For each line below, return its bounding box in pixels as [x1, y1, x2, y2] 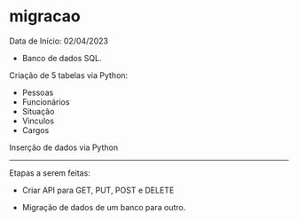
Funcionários [21, 96, 70, 107]
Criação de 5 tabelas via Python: [9, 69, 129, 81]
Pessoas [21, 87, 54, 98]
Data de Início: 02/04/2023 [9, 36, 109, 46]
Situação [21, 106, 55, 116]
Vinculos [21, 115, 55, 126]
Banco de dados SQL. [21, 52, 102, 63]
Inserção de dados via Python [9, 142, 118, 153]
